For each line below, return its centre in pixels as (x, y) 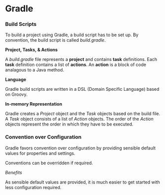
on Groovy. (16, 94)
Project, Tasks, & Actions (31, 50)
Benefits (14, 172)
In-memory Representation (34, 104)
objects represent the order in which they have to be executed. (69, 124)
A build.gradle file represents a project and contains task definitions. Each (81, 60)
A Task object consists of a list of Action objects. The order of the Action (79, 119)
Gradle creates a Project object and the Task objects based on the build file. (82, 114)
